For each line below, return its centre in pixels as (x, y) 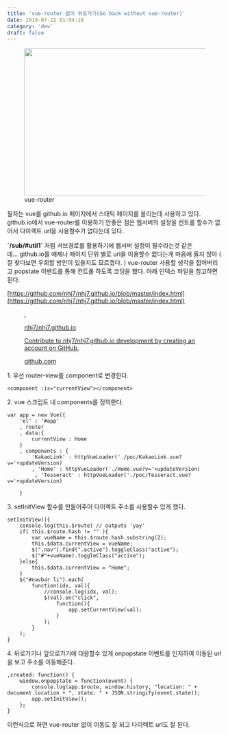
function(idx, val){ (61, 586)
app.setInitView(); (60, 699)
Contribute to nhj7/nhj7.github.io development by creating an (110, 341)
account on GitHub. (52, 348)
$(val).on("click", (71, 598)
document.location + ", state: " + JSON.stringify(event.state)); (104, 693)
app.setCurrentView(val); (105, 610)
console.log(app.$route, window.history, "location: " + (114, 687)
